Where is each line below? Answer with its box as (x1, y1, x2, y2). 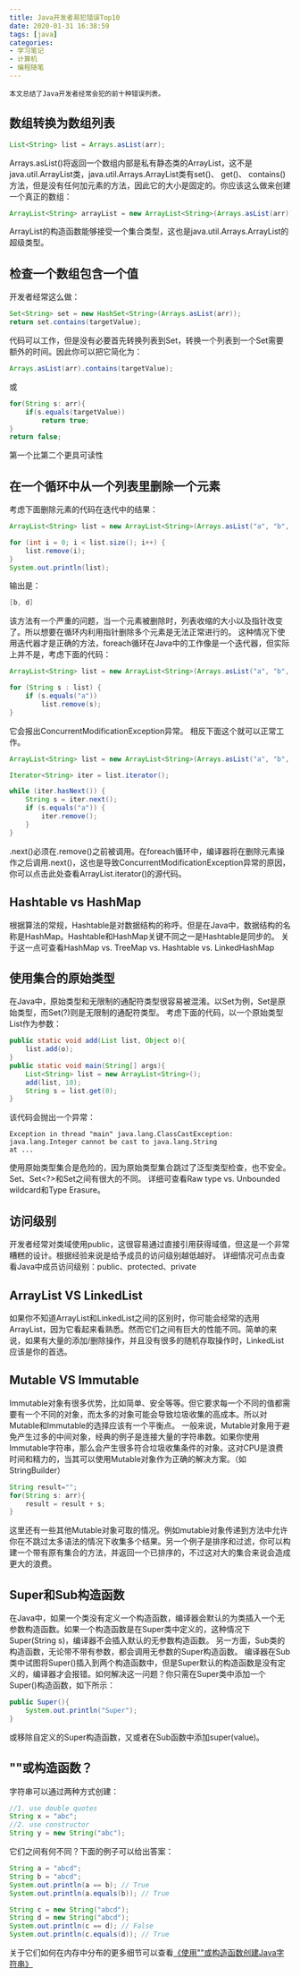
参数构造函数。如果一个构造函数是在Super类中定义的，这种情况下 (9, 1624, 251, 1635)
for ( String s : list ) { (9, 683, 102, 692)
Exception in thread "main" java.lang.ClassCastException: (9, 1130, 234, 1139)
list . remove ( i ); (25, 546, 87, 555)
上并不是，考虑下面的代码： (9, 649, 112, 660)
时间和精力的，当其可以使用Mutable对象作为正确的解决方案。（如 (9, 1453, 247, 1464)
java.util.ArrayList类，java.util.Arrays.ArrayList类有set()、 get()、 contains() (9, 168, 286, 179)
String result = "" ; (9, 1483, 78, 1492)
